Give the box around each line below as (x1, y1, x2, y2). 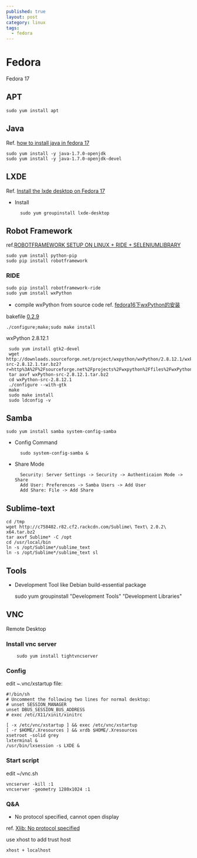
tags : (6, 25, 19, 31)
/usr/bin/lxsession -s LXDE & (6, 743, 80, 749)
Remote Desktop (6, 625, 46, 632)
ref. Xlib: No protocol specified (6, 825, 80, 832)
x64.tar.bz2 (6, 529, 35, 535)
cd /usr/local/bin (6, 540, 51, 546)
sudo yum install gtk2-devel (8, 346, 80, 352)
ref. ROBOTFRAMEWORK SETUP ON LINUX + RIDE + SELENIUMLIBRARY (6, 241, 181, 248)
